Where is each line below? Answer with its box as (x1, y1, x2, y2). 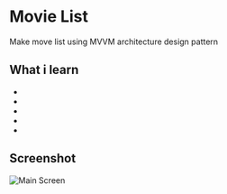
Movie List (9, 6, 88, 27)
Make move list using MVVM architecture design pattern (9, 36, 219, 47)
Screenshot (9, 151, 77, 166)
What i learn (9, 62, 79, 78)
